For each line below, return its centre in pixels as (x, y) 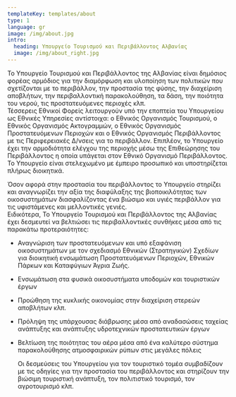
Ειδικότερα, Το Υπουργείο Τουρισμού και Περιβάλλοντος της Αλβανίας (112, 214)
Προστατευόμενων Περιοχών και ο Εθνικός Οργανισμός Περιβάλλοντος (114, 133)
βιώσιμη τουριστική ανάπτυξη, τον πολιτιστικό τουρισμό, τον (106, 379)
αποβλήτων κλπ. (42, 307)
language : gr (26, 27)
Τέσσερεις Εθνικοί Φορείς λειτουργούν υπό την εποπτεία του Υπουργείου (116, 111)
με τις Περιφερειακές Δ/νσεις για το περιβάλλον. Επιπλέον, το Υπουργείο (116, 140)
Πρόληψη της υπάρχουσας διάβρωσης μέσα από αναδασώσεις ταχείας (123, 321)
